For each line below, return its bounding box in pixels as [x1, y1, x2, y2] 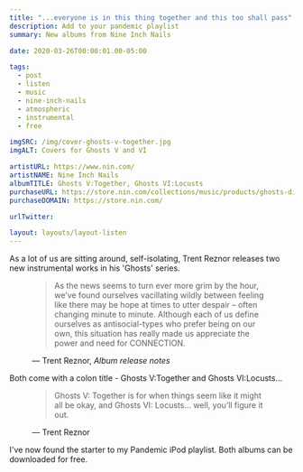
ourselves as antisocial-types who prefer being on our [53, 319, 256, 329]
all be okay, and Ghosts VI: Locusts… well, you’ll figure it [53, 400, 263, 411]
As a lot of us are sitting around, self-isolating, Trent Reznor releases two [9, 254, 280, 264]
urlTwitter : [9, 212, 54, 221]
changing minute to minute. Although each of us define [53, 309, 260, 320]
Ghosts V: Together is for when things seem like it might [53, 390, 262, 402]
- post [17, 71, 42, 80]
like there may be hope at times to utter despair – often [53, 300, 258, 310]
